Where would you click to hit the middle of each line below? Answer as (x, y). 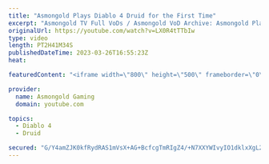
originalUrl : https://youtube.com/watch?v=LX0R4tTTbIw (102, 30)
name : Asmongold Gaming (55, 97)
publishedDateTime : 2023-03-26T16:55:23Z (78, 53)
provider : (25, 89)
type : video (28, 38)
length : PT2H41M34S (41, 46)
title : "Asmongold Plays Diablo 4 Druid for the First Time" (112, 16)
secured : (23, 148)
